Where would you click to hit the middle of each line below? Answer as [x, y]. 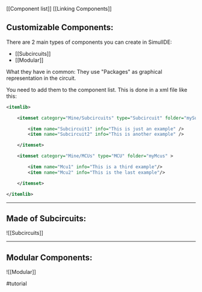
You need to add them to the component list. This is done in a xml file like [97, 90]
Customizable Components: [60, 27]
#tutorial [17, 284]
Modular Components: [49, 257]
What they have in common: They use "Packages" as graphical [84, 71]
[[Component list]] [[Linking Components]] [59, 9]
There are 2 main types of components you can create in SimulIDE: [89, 42]
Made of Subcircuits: [46, 218]
